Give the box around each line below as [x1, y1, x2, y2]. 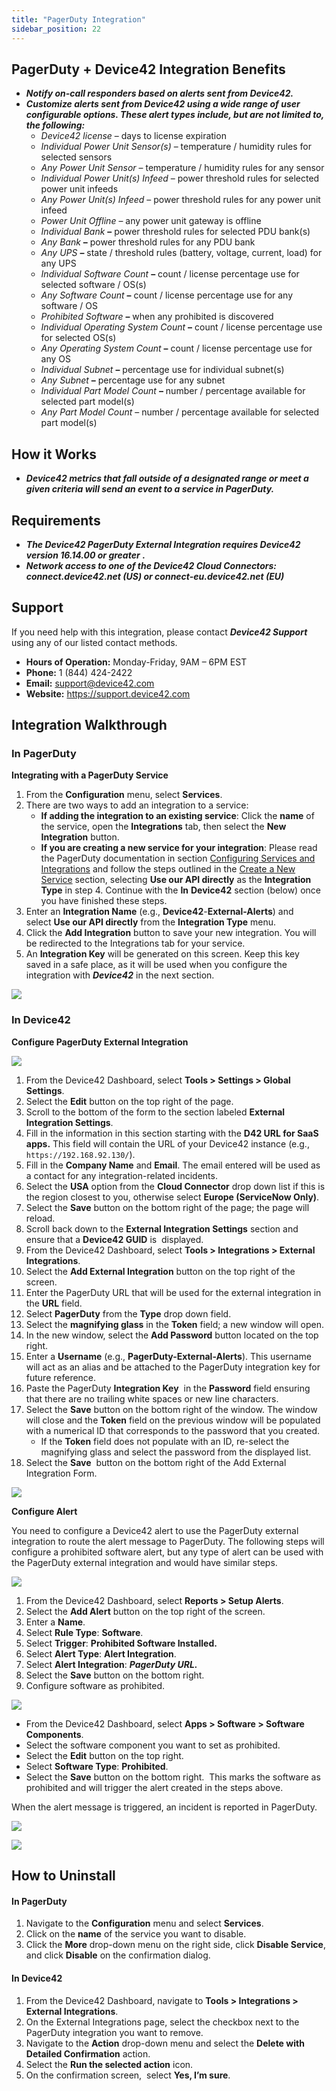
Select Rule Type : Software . [25, 1626, 144, 1638]
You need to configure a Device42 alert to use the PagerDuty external [11, 1524, 299, 1536]
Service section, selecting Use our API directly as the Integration [40, 874, 312, 886]
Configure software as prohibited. [25, 1679, 166, 1691]
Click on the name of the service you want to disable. [25, 1928, 247, 1940]
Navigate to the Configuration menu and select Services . [25, 1917, 264, 1930]
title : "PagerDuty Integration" [11, 14, 146, 25]
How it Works [11, 446, 97, 463]
